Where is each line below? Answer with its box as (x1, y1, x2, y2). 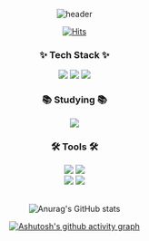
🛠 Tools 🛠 (50, 140, 99, 153)
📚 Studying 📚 (41, 93, 108, 106)
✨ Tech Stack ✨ (39, 48, 110, 61)
